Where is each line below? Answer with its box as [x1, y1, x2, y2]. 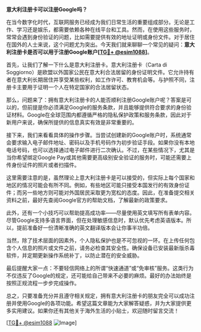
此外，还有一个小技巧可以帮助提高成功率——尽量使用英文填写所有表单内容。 [6, 209, 195, 216]
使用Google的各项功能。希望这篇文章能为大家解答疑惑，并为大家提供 [16, 300, 187, 307]
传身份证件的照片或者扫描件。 [6, 162, 80, 168]
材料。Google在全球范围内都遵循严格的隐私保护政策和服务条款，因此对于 [11, 111, 192, 118]
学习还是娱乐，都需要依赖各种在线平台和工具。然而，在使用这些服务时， [16, 26, 195, 33]
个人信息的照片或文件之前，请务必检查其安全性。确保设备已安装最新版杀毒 [11, 245, 195, 251]
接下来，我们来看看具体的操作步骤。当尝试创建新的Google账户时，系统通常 [6, 132, 192, 138]
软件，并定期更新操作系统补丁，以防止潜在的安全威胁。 [6, 252, 142, 259]
